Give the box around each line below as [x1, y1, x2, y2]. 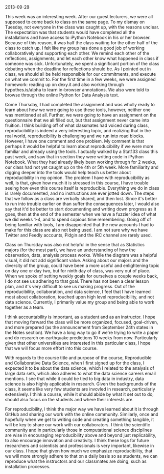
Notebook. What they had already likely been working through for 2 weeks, [5, 159, 157, 165]
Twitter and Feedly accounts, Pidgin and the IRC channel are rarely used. [5, 232, 152, 238]
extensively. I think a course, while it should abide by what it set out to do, [5, 391, 154, 397]
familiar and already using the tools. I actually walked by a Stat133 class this [5, 148, 158, 154]
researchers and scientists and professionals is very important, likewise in [5, 443, 154, 448]
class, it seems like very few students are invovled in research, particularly [5, 386, 155, 392]
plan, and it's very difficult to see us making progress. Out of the [5, 284, 135, 289]
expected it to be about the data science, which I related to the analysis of [5, 365, 154, 371]
